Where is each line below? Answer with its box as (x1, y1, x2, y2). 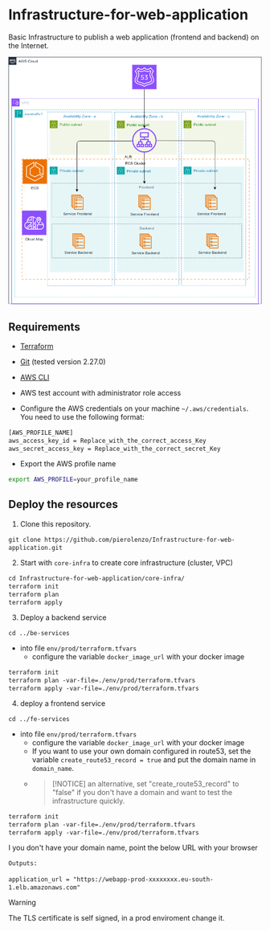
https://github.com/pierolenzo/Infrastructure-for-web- (43, 535, 235, 543)
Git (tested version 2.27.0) (19, 356, 106, 367)
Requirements (8, 320, 80, 334)
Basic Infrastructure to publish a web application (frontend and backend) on (8, 32, 260, 42)
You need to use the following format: (19, 412, 145, 421)
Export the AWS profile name (19, 458, 117, 468)
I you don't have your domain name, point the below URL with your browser (8, 843, 259, 852)
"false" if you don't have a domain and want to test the (51, 787, 233, 797)
